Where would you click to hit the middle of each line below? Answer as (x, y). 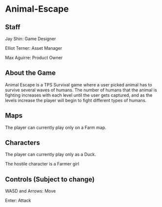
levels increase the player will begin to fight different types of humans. (76, 100)
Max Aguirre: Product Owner (34, 58)
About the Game (30, 73)
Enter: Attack (18, 201)
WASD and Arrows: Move (30, 191)
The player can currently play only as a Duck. (51, 154)
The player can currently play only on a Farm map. (56, 127)
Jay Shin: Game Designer (30, 39)
